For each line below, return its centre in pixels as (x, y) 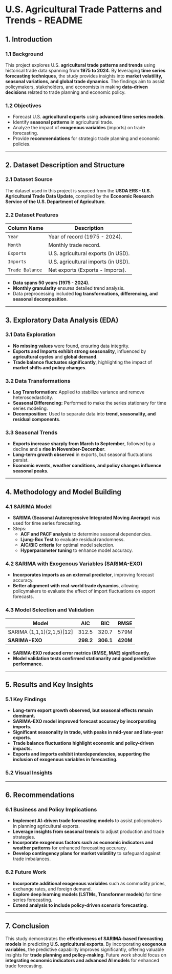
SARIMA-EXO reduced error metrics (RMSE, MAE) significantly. (82, 653)
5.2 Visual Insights (29, 773)
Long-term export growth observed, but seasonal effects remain (83, 710)
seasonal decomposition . (40, 299)
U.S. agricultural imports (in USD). (89, 262)
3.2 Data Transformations (38, 381)
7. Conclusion (27, 926)
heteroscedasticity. (33, 397)
